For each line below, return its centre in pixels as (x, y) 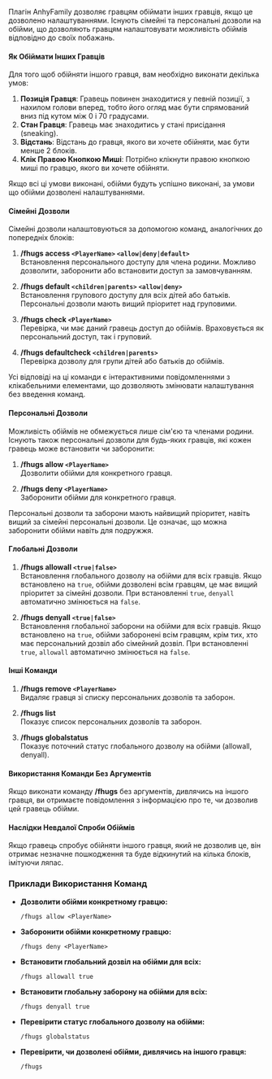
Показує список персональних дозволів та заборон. (111, 722)
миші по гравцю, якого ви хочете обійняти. (95, 168)
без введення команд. (47, 395)
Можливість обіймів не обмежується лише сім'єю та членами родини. (131, 431)
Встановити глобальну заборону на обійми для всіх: (114, 991)
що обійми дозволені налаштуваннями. (77, 192)
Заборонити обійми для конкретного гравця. (98, 497)
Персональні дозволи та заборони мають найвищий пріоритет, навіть (129, 513)
